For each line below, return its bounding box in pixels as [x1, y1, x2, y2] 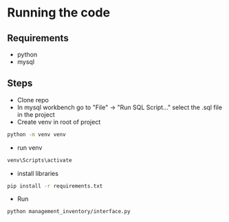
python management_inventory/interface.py [7, 208, 131, 215]
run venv [17, 143, 43, 152]
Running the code [7, 5, 111, 21]
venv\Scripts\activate [7, 157, 72, 164]
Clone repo [17, 96, 50, 104]
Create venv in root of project [17, 118, 101, 126]
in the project [17, 110, 55, 118]
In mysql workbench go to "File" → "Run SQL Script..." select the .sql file [17, 103, 222, 111]
